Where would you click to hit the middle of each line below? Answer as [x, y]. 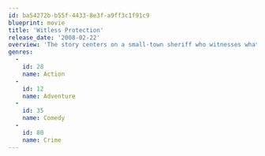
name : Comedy [44, 118]
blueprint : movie [37, 23]
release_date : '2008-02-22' [54, 37]
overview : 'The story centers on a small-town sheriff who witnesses [125, 45]
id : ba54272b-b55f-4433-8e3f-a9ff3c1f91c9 [79, 15]
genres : [21, 52]
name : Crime [42, 140]
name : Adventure [49, 96]
